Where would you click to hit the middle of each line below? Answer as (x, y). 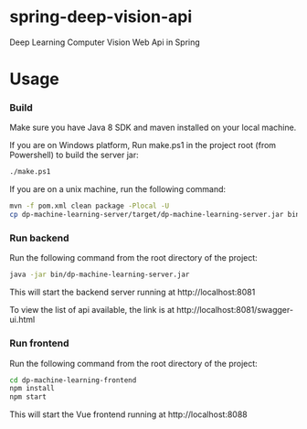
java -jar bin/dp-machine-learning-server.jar (100, 275)
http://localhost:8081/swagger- (235, 310)
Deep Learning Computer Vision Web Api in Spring (105, 42)
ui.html (22, 320)
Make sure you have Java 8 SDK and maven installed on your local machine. (153, 128)
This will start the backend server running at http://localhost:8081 (132, 292)
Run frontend (40, 343)
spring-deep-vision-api (101, 17)
